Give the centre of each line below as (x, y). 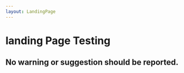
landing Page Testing (58, 40)
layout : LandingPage (31, 11)
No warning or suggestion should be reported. (92, 62)
